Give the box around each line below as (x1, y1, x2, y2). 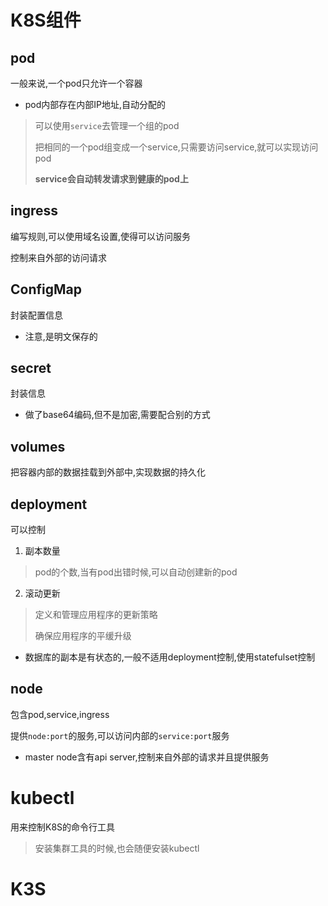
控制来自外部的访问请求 (10, 251, 107, 263)
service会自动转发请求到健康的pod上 (34, 173, 189, 185)
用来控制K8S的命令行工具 (10, 821, 116, 833)
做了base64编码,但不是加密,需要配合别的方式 (24, 409, 211, 421)
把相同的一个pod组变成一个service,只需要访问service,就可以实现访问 (34, 141, 319, 153)
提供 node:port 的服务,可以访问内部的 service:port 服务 (10, 729, 230, 741)
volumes (10, 438, 66, 455)
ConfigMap (10, 281, 82, 298)
